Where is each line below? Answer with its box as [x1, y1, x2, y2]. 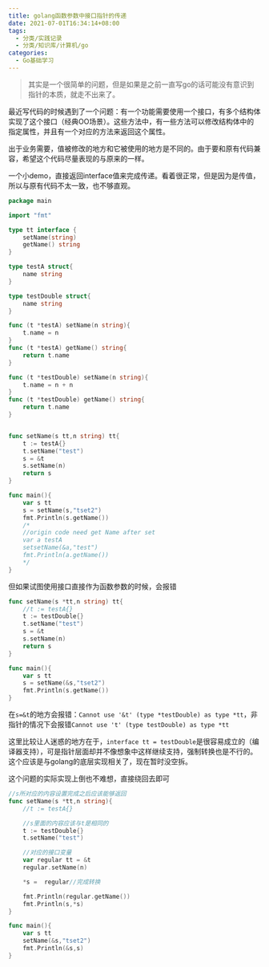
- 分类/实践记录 [15, 34, 62, 43]
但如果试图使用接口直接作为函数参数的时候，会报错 [8, 581, 177, 591]
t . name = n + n [22, 380, 74, 389]
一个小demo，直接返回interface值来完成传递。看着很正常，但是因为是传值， [8, 170, 260, 181]
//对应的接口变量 [22, 848, 72, 857]
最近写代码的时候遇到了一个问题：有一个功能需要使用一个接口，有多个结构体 [8, 106, 261, 116]
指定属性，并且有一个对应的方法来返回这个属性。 [8, 126, 170, 136]
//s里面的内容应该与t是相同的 [22, 819, 109, 827]
